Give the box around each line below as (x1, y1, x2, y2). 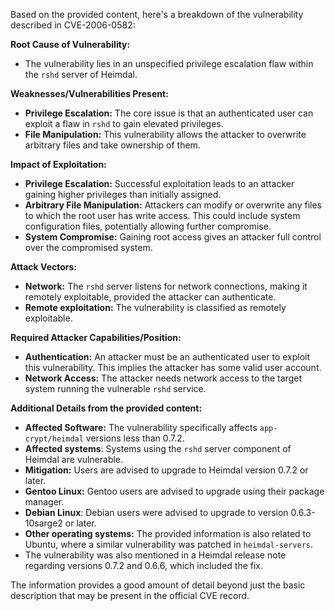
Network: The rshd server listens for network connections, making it (24, 280, 308, 292)
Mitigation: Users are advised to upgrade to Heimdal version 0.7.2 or (24, 464, 309, 476)
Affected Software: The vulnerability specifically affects (24, 422, 258, 433)
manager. (24, 496, 65, 508)
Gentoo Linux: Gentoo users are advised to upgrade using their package (24, 485, 325, 497)
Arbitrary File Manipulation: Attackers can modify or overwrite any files (24, 199, 322, 211)
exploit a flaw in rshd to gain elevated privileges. (24, 118, 224, 129)
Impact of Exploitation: (10, 159, 107, 170)
